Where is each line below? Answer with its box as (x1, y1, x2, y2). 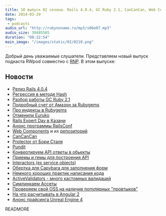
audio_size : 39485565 (5, 30, 50, 35)
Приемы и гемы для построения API (12, 154, 89, 160)
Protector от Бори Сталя (12, 138, 63, 144)
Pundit (12, 144, 26, 150)
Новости (5, 73, 33, 81)
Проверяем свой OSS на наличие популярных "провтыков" (12, 186, 138, 192)
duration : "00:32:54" (5, 35, 50, 40)
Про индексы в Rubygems (12, 107, 67, 113)
